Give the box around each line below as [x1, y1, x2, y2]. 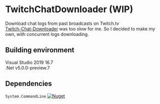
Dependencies [5, 80, 52, 88]
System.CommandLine [5, 94, 46, 99]
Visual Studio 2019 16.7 [5, 59, 54, 65]
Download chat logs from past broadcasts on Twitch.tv [5, 20, 120, 26]
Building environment [5, 46, 75, 54]
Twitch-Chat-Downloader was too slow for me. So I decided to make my [5, 25, 155, 31]
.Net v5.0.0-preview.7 [5, 64, 50, 71]
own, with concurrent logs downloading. [5, 31, 89, 37]
